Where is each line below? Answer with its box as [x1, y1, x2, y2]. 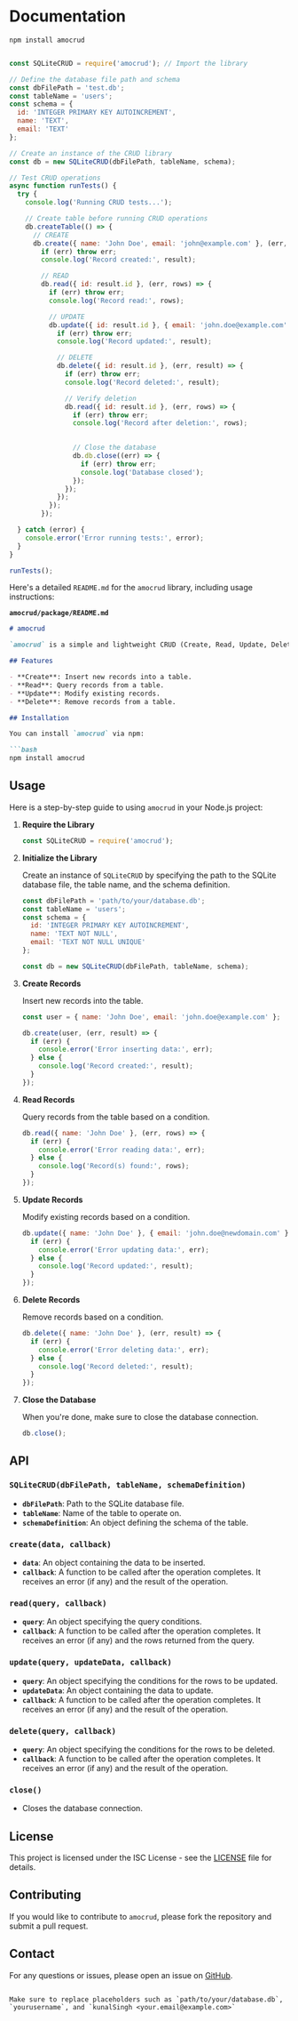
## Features [9, 656, 53, 666]
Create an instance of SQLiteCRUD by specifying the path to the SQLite [21, 870, 277, 880]
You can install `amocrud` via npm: [9, 729, 145, 739]
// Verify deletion [65, 394, 137, 403]
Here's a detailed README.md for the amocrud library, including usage [9, 582, 253, 593]
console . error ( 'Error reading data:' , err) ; [38, 1145, 206, 1154]
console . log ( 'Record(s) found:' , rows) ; [38, 1162, 190, 1171]
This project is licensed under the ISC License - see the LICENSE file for [9, 1852, 272, 1863]
